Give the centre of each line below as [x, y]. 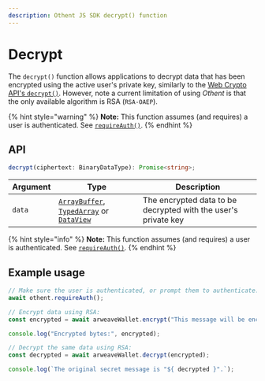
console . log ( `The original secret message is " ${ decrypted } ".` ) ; [121, 370]
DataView [75, 220]
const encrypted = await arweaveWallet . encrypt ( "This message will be [127, 320]
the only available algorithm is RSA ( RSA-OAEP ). [83, 101]
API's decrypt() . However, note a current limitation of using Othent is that [127, 93]
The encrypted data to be [190, 200]
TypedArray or [84, 211]
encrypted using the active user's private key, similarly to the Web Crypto [127, 84]
